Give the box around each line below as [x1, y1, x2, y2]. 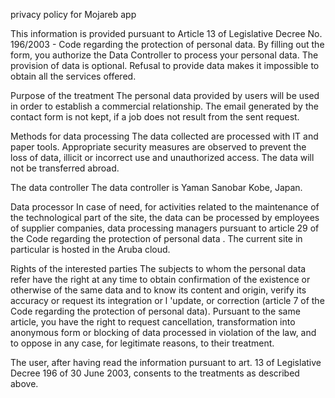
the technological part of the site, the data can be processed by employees [10, 212, 320, 223]
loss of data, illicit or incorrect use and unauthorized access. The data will [10, 152, 315, 163]
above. [10, 378, 39, 389]
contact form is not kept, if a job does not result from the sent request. [10, 111, 300, 123]
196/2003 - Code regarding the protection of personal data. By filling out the [10, 39, 325, 50]
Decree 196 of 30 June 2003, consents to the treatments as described [10, 367, 300, 379]
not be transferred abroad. [10, 162, 120, 174]
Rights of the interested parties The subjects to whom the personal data [10, 263, 307, 274]
